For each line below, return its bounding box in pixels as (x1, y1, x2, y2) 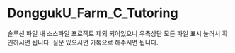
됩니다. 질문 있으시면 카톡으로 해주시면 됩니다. (31, 37, 159, 47)
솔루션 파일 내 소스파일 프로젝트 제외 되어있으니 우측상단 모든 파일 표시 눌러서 (7, 29, 221, 37)
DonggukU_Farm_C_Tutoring (7, 5, 178, 21)
